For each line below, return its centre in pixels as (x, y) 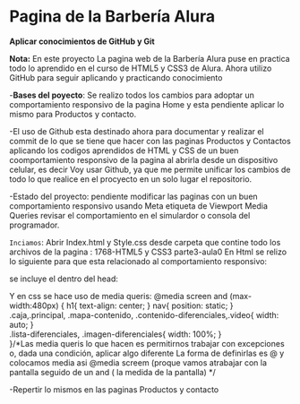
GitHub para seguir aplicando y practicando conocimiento (116, 77)
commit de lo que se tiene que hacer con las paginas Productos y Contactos (150, 141)
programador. (34, 225)
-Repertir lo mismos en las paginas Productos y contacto (114, 389)
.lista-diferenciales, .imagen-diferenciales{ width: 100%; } (116, 334)
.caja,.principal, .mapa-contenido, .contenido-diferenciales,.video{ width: (144, 314)
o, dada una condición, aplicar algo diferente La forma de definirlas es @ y (147, 353)
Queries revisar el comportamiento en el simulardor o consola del (130, 215)
